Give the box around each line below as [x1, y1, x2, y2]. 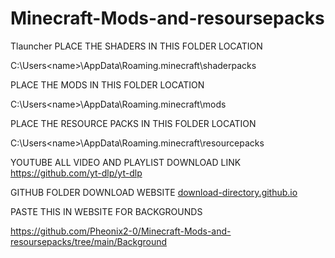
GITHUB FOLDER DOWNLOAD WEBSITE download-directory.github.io [10, 186, 298, 198]
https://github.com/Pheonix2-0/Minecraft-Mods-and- [10, 225, 232, 237]
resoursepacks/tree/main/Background [10, 235, 168, 247]
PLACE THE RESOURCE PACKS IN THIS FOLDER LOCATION [10, 117, 257, 129]
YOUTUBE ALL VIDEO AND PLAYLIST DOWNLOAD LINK [10, 156, 242, 168]
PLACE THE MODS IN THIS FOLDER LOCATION [10, 78, 205, 91]
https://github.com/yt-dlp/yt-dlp [10, 167, 143, 179]
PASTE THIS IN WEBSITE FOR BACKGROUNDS [10, 205, 203, 217]
